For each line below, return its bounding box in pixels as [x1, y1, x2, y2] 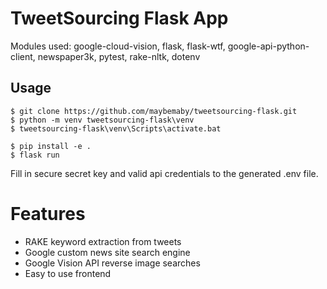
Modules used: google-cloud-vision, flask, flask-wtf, [10, 40, 226, 52]
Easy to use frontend [24, 267, 112, 279]
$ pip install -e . [10, 141, 92, 151]
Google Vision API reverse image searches [24, 257, 201, 269]
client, [10, 50, 36, 62]
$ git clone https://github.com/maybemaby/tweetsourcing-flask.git [10, 106, 298, 116]
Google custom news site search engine [24, 246, 191, 258]
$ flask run [10, 150, 60, 160]
